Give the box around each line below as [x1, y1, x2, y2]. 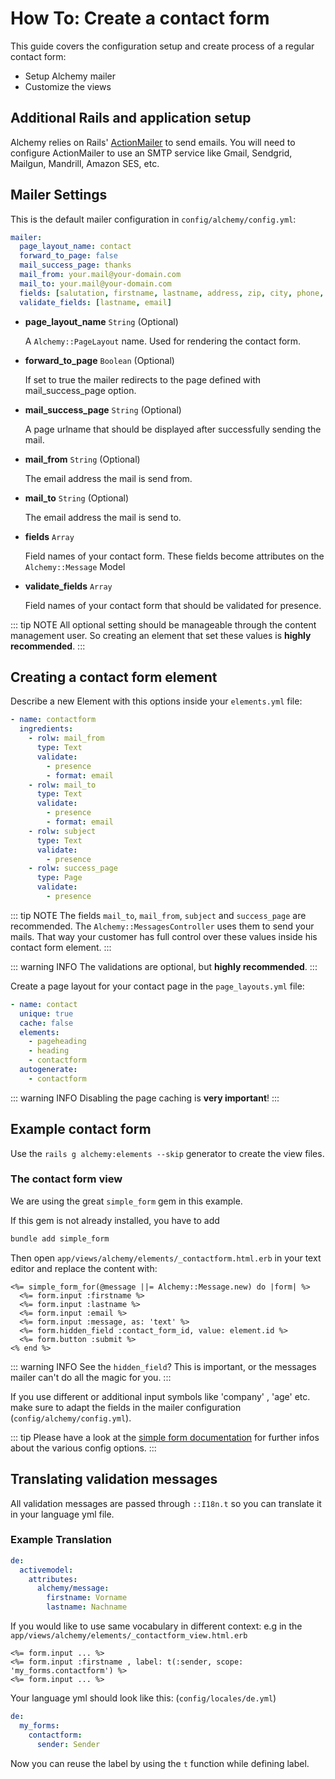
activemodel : [19, 1565, 74, 1575]
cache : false [19, 1018, 74, 1028]
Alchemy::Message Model [24, 560, 126, 572]
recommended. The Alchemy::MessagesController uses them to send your [10, 920, 315, 932]
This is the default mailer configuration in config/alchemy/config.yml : [10, 213, 297, 225]
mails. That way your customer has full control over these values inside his [10, 930, 318, 942]
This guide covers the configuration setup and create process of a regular [10, 40, 315, 52]
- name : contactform [10, 715, 97, 725]
